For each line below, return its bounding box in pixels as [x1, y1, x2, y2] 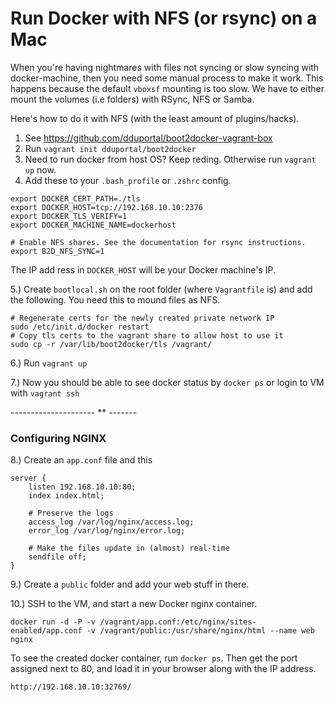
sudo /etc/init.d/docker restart [10, 322, 150, 332]
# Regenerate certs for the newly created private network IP [10, 313, 275, 323]
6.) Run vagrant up [10, 357, 88, 369]
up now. [24, 163, 57, 176]
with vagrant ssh [10, 387, 80, 399]
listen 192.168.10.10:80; [28, 482, 137, 492]
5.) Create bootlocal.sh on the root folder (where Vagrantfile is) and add [10, 283, 313, 295]
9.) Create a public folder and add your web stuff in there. [10, 578, 250, 591]
